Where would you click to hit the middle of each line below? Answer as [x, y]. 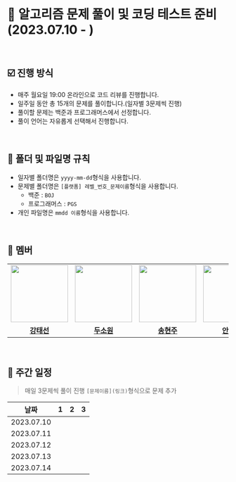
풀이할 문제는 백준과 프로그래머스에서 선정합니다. [84, 112]
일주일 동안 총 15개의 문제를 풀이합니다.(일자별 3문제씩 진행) [100, 103]
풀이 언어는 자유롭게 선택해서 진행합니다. [73, 121]
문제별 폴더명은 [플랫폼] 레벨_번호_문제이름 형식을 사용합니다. [98, 186]
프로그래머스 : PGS [52, 203]
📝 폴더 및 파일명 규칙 [49, 159]
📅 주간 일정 [30, 373]
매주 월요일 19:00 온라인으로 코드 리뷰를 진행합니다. [88, 94]
